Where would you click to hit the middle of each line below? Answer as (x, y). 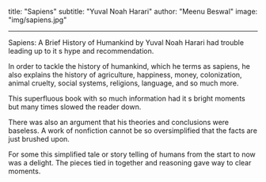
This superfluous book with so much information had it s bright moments (127, 99)
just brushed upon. (39, 139)
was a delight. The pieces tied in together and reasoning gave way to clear (130, 163)
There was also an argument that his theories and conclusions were (119, 122)
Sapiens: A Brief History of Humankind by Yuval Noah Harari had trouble (126, 42)
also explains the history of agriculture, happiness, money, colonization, (125, 75)
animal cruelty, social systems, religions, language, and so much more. (123, 83)
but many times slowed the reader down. (75, 107)
